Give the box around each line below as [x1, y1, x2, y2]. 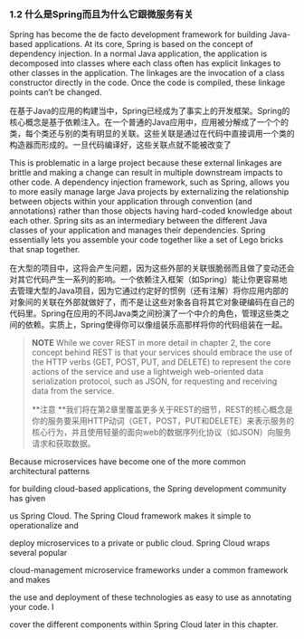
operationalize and [9, 520, 79, 531]
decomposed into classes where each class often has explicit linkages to [9, 58, 281, 69]
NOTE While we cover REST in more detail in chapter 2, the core [31, 338, 271, 348]
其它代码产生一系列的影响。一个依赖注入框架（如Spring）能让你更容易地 [16, 274, 288, 285]
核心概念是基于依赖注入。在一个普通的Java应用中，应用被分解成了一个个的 [9, 117, 290, 128]
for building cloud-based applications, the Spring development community [9, 483, 287, 494]
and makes [9, 575, 51, 586]
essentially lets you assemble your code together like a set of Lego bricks [9, 234, 283, 245]
